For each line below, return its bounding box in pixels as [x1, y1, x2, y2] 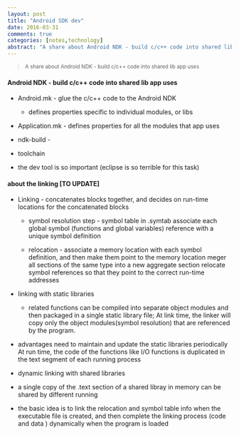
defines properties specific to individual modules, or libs [28, 108, 193, 116]
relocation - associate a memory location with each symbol [28, 245, 202, 254]
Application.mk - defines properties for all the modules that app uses [17, 122, 220, 130]
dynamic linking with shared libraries [17, 369, 126, 378]
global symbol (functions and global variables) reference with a [28, 224, 214, 232]
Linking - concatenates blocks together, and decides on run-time [17, 195, 208, 204]
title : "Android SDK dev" [7, 17, 84, 24]
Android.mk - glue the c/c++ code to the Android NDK [17, 94, 176, 103]
